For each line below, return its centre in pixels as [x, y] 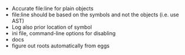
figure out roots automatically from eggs [61, 46]
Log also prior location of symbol [52, 27]
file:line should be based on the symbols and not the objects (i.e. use [95, 15]
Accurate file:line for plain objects [52, 8]
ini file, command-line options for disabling [64, 33]
